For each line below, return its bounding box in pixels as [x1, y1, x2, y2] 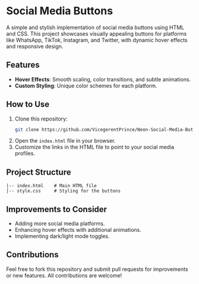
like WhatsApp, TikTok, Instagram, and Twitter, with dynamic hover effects [6, 36, 188, 43]
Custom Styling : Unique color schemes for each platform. [14, 82, 157, 89]
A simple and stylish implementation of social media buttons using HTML [6, 24, 185, 31]
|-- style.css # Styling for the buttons [6, 188, 121, 194]
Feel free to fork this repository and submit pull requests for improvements [6, 266, 188, 273]
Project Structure [6, 167, 71, 177]
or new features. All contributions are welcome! [6, 272, 122, 279]
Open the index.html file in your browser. [14, 137, 116, 144]
